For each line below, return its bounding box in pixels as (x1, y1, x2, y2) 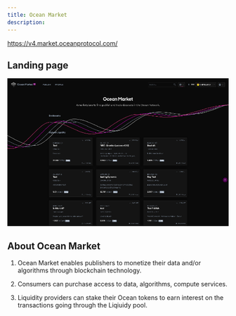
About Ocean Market (7, 240, 100, 252)
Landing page (7, 59, 69, 71)
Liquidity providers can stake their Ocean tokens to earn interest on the (17, 293, 224, 302)
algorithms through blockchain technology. (17, 266, 142, 274)
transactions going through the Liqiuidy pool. (17, 301, 147, 310)
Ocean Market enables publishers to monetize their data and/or (17, 259, 202, 267)
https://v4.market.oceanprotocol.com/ (7, 39, 118, 47)
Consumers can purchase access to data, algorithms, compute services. (17, 280, 228, 289)
